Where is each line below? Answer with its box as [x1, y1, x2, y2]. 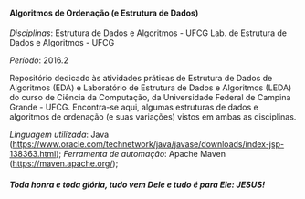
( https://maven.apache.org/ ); [9, 158, 119, 169]
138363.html [9, 149, 57, 160]
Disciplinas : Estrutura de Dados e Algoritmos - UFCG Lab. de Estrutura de [9, 27, 288, 38]
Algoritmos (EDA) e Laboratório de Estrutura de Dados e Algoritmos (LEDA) [9, 82, 292, 93]
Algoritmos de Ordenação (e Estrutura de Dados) [9, 7, 199, 18]
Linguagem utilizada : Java [9, 129, 110, 141]
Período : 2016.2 [9, 55, 68, 66]
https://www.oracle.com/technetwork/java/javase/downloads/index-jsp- [12, 139, 285, 150]
